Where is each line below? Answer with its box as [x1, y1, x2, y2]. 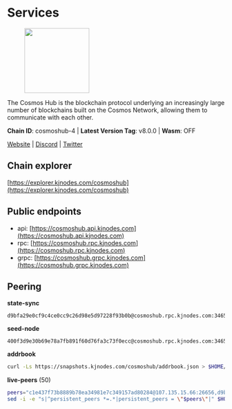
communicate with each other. [7, 113, 94, 122]
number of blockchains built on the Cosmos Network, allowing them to [7, 106, 208, 114]
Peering [7, 280, 42, 292]
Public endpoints [7, 206, 81, 218]
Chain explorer [7, 160, 72, 172]
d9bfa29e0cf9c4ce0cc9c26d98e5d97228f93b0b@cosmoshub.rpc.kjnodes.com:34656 [7, 312, 230, 319]
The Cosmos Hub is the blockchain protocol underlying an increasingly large [7, 98, 225, 106]
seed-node [7, 325, 40, 333]
